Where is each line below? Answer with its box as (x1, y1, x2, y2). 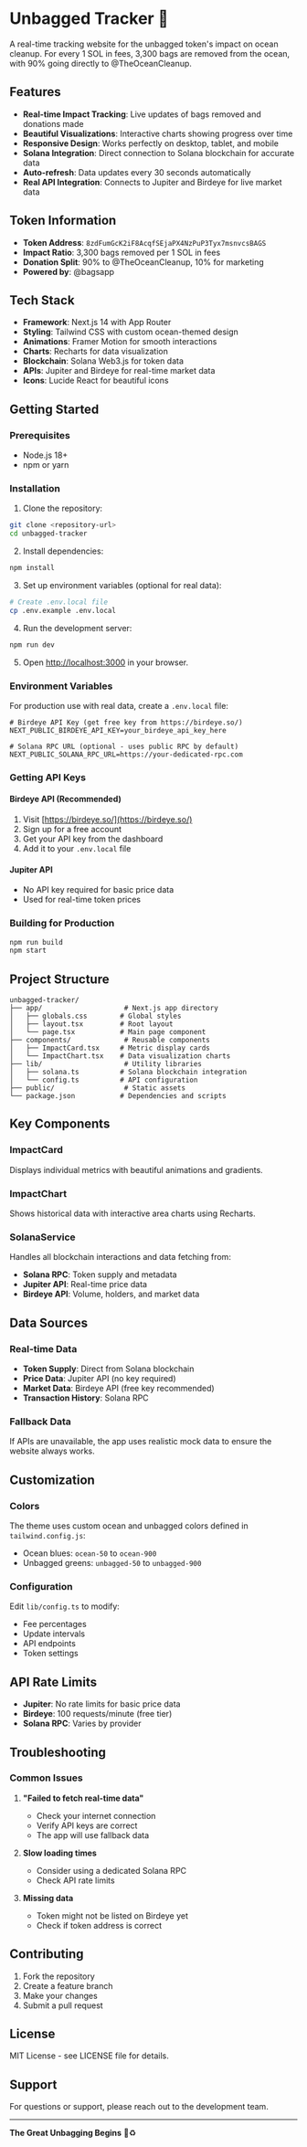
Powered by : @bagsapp (22, 266, 115, 277)
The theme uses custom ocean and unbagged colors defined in (9, 1520, 249, 1531)
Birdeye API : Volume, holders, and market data (22, 1288, 200, 1300)
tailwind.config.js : (9, 1530, 86, 1541)
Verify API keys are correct (36, 1820, 138, 1831)
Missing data (22, 1892, 74, 1903)
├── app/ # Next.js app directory (9, 1004, 219, 1013)
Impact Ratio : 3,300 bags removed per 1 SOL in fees (22, 247, 221, 258)
